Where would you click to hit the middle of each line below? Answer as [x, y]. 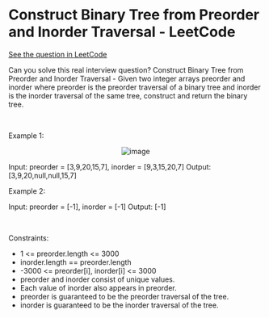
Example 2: [27, 190]
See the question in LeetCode [58, 54]
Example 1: [26, 136]
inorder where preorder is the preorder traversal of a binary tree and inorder [134, 87]
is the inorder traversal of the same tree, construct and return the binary [128, 95]
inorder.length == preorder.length [76, 262]
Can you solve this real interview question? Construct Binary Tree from [126, 69]
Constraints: [29, 238]
